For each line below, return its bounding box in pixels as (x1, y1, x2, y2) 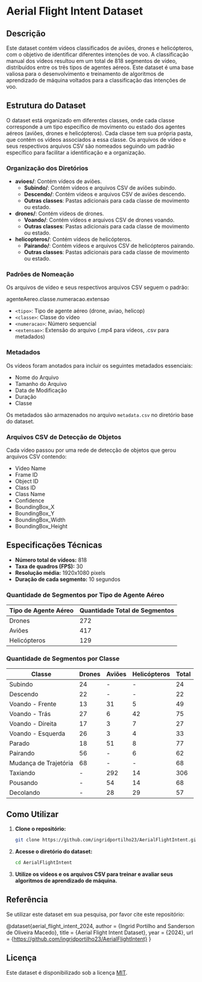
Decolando (9, 789, 40, 797)
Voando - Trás (9, 710, 51, 718)
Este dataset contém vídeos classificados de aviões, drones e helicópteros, (6, 44, 194, 51)
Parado (9, 739, 30, 748)
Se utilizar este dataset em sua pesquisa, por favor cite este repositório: (6, 911, 185, 918)
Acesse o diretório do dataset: (14, 848, 93, 855)
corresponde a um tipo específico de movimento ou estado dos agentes (6, 123, 186, 130)
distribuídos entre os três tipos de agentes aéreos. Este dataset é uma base (6, 64, 194, 71)
